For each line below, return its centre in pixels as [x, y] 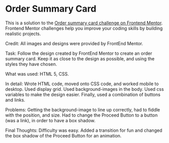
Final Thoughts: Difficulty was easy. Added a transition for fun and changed [84, 130]
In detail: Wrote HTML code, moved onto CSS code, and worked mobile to [82, 84]
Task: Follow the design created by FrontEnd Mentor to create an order [79, 53]
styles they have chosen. [31, 64]
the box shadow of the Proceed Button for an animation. [64, 135]
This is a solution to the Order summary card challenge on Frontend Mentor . [84, 23]
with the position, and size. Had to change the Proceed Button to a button [81, 115]
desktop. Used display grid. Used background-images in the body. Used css [84, 89]
